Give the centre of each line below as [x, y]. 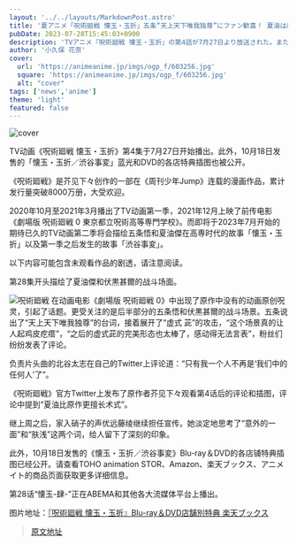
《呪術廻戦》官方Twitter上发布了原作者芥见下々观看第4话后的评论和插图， [145, 394]
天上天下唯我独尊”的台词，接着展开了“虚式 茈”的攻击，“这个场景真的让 [156, 323]
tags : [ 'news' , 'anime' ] [53, 91]
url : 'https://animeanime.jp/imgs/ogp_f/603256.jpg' [116, 67]
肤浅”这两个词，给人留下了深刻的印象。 [103, 434]
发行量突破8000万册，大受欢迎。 [69, 192]
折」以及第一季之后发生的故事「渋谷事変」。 [88, 244]
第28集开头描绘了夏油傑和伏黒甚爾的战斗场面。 [95, 282]
